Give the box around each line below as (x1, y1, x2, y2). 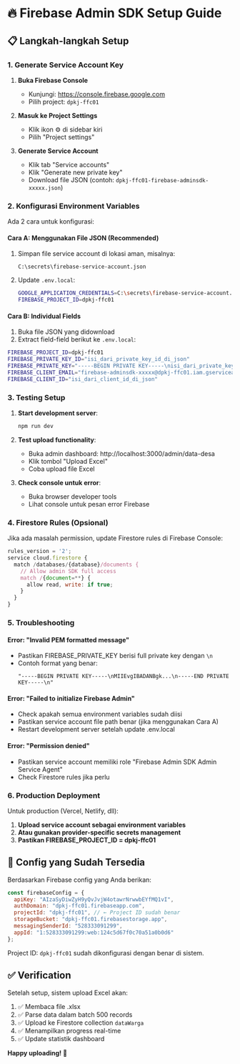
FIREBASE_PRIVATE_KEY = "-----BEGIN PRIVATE (7, 362, 136, 369)
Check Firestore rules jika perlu (17, 772, 110, 781)
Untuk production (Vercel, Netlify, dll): (7, 806, 119, 815)
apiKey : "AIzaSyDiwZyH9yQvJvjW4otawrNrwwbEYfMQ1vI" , (14, 895, 174, 903)
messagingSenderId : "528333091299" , (14, 923, 123, 930)
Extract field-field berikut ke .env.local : (17, 335, 136, 344)
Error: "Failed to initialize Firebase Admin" (7, 694, 136, 702)
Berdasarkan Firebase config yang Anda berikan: (7, 875, 152, 884)
